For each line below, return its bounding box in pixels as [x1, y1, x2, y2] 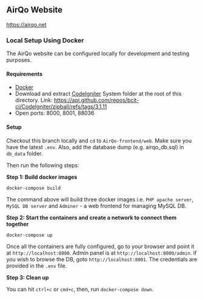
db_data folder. [6, 150, 43, 157]
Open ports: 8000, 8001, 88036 [15, 109, 95, 117]
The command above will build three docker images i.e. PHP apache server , [6, 195, 194, 203]
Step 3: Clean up [6, 274, 49, 281]
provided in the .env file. [6, 262, 67, 269]
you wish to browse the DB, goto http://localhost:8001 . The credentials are [6, 255, 198, 263]
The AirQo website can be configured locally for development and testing [6, 50, 190, 57]
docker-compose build [6, 185, 61, 191]
